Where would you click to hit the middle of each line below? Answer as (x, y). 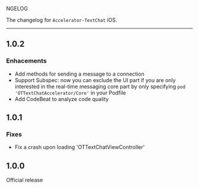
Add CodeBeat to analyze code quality (62, 99)
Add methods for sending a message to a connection (79, 74)
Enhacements (27, 61)
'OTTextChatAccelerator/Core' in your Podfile (70, 93)
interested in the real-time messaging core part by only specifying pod (100, 86)
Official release (25, 180)
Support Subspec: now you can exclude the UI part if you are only (95, 80)
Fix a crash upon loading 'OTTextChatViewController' (80, 147)
